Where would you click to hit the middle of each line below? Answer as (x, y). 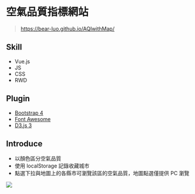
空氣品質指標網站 (48, 12)
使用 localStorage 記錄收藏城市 (52, 166)
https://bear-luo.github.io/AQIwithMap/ (67, 29)
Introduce (24, 144)
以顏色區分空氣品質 (38, 159)
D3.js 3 (23, 125)
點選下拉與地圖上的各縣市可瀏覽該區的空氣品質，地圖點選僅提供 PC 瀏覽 (102, 173)
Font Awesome (33, 119)
